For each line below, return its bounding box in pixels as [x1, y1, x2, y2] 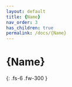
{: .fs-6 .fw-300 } [6, 75, 48, 82]
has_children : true [6, 25, 54, 31]
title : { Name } [6, 14, 41, 20]
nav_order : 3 [6, 19, 38, 25]
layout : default [6, 8, 46, 15]
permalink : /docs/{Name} [6, 30, 67, 36]
